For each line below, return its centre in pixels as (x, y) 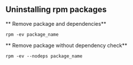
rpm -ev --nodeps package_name (44, 56)
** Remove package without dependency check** (66, 45)
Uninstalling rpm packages (56, 10)
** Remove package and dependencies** (56, 23)
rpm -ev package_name (32, 35)
